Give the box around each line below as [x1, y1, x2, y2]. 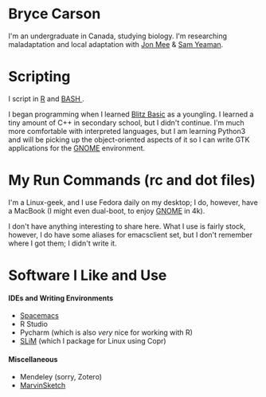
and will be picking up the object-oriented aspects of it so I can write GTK [8, 135, 250, 144]
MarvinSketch [19, 380, 66, 391]
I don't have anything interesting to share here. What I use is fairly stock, [8, 221, 246, 231]
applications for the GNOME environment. [8, 143, 146, 152]
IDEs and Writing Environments [8, 293, 114, 303]
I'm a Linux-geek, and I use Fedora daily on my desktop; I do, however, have [8, 197, 259, 207]
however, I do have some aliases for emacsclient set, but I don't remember [8, 230, 253, 239]
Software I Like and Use [8, 266, 167, 284]
